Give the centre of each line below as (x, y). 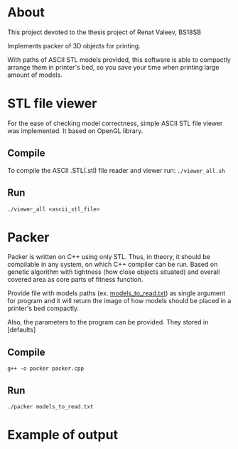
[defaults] (22, 330)
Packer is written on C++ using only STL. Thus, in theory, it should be (109, 257)
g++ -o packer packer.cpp (45, 369)
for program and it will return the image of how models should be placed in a (119, 301)
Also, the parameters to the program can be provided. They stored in (108, 322)
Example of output (63, 435)
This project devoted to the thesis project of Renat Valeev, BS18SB (104, 32)
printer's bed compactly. (43, 308)
